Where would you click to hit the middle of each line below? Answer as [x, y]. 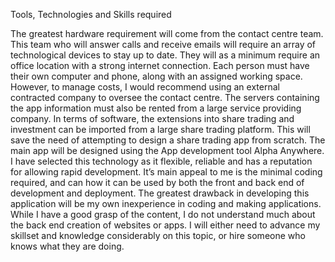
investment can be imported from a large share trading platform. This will [160, 129]
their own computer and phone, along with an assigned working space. [156, 76]
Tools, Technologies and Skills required [91, 14]
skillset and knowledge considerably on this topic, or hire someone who [158, 235]
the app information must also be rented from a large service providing [156, 108]
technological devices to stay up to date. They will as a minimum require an [165, 55]
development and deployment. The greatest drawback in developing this [160, 193]
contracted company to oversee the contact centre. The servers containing [165, 97]
